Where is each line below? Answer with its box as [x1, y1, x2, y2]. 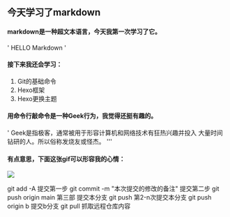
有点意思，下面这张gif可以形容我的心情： [7, 154, 125, 163]
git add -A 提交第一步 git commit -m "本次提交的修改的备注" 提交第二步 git [7, 184, 220, 193]
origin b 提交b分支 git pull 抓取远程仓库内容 [7, 202, 131, 211]
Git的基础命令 [17, 77, 57, 85]
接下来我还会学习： [7, 60, 63, 68]
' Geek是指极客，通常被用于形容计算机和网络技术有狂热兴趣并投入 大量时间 [7, 128, 223, 137]
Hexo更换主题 [17, 94, 57, 103]
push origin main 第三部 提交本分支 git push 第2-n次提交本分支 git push [7, 193, 212, 202]
